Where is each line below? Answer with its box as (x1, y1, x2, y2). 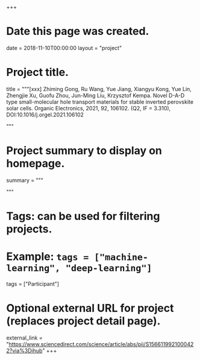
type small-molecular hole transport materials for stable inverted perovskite (6, 98, 194, 106)
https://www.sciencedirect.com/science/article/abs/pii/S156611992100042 (8, 340, 194, 347)
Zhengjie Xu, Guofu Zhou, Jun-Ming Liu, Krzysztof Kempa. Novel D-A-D (6, 92, 185, 99)
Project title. (6, 66, 69, 79)
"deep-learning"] (65, 263, 152, 274)
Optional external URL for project (6, 302, 174, 315)
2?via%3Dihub (6, 347, 43, 354)
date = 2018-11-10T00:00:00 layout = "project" (6, 44, 122, 51)
